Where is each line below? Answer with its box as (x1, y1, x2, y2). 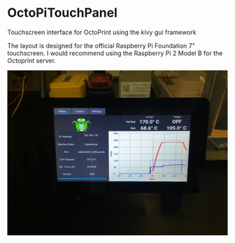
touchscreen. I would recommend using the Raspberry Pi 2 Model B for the (7, 49, 223, 57)
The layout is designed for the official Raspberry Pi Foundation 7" (7, 41, 196, 50)
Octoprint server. (7, 56, 56, 64)
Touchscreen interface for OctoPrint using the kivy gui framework (7, 28, 197, 36)
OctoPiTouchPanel (7, 5, 117, 21)
